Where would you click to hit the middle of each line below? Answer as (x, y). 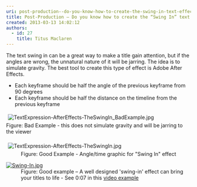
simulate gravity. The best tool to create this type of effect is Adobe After (94, 68)
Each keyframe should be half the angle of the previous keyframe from (100, 85)
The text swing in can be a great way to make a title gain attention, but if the (98, 55)
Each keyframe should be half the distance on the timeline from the (96, 98)
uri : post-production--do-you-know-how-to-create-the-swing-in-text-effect (101, 11)
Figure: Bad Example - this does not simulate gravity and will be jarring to (94, 125)
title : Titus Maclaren (44, 39)
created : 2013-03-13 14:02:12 (43, 22)
